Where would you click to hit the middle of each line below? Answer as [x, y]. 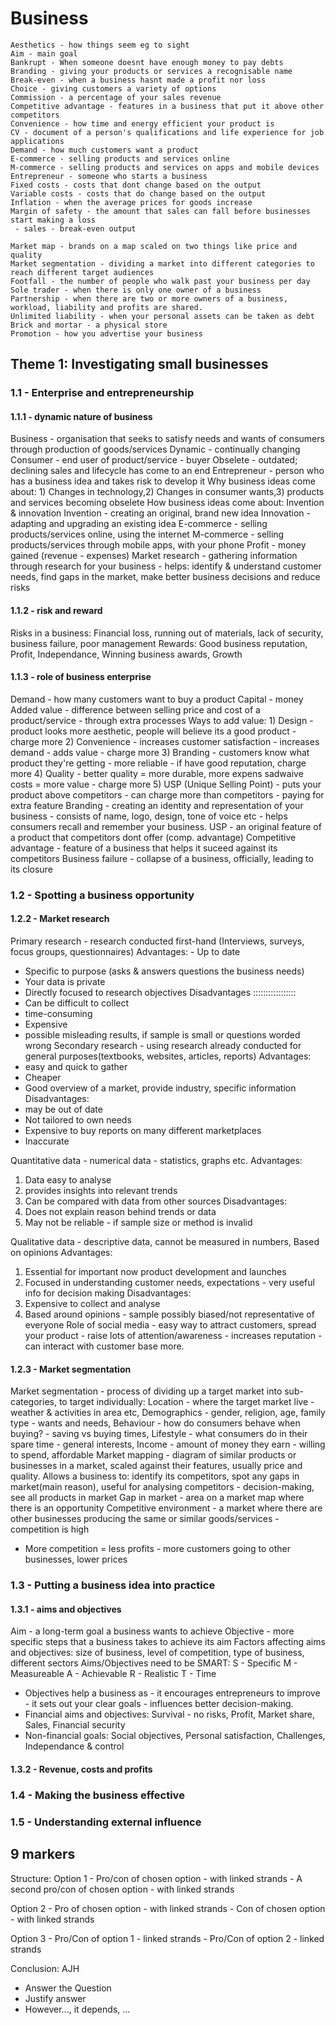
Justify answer [55, 1998]
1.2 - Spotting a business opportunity [102, 895]
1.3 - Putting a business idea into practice [113, 1585]
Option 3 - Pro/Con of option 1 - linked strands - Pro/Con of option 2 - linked [167, 1938]
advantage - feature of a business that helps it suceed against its [144, 848]
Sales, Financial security [75, 1725]
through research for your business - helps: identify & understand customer [166, 566]
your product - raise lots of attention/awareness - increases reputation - [173, 1335]
